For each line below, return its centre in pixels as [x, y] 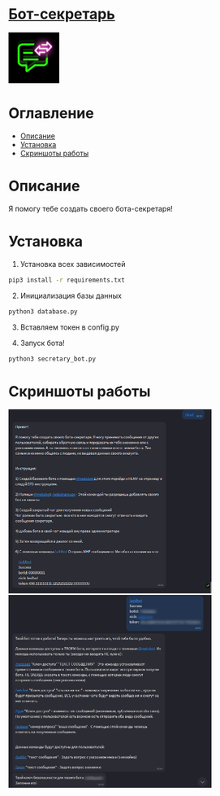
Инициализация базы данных [71, 295]
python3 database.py [43, 311]
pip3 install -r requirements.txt [67, 280]
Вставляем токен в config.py [70, 327]
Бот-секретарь [62, 14]
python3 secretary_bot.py [52, 359]
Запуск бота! [42, 343]
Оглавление [52, 114]
